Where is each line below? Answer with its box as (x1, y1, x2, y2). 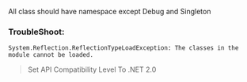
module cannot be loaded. (8, 51, 93, 59)
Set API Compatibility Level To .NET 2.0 (27, 65, 157, 74)
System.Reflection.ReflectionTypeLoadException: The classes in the (8, 44, 239, 52)
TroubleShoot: (8, 26, 65, 37)
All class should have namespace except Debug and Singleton (8, 7, 211, 16)
